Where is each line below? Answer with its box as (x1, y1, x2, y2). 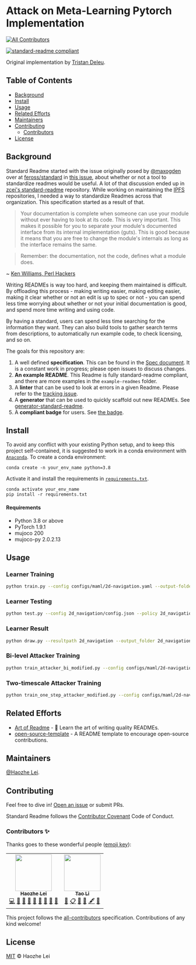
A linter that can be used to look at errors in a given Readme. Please (14, 384, 179, 391)
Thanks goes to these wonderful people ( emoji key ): (6, 841, 132, 848)
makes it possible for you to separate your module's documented (20, 222, 177, 229)
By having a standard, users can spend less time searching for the (6, 318, 165, 325)
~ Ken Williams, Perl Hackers (6, 270, 76, 277)
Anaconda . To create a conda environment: (6, 453, 107, 461)
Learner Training (6, 570, 54, 578)
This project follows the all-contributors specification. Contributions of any (6, 914, 185, 921)
